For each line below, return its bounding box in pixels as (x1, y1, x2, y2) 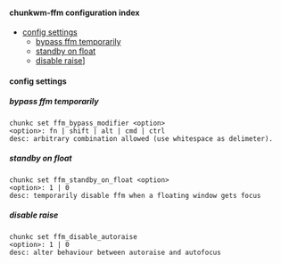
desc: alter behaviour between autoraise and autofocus (9, 248, 221, 257)
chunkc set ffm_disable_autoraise (9, 232, 138, 241)
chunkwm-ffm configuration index (9, 7, 140, 18)
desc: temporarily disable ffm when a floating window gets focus (9, 191, 261, 200)
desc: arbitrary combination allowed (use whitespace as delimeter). (9, 134, 274, 143)
